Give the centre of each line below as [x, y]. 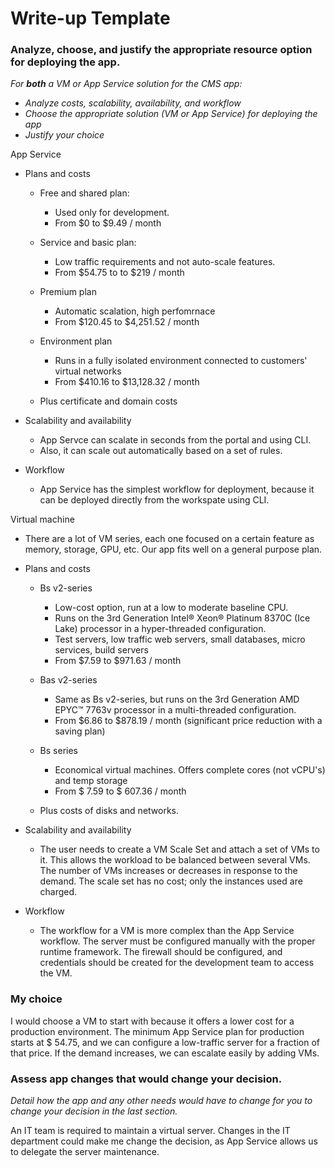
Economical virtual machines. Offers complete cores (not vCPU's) [190, 770]
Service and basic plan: [88, 243]
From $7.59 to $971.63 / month [118, 661]
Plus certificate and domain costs [108, 401]
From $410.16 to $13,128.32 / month [127, 382]
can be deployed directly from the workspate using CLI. [154, 500]
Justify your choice [64, 135]
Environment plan [76, 341]
